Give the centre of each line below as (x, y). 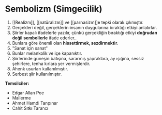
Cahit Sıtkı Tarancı (30, 108)
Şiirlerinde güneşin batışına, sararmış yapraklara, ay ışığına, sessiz (78, 58)
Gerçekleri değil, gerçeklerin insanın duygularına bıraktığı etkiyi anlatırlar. (84, 27)
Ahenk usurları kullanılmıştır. (40, 68)
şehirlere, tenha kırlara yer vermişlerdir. (51, 64)
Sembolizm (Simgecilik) (54, 9)
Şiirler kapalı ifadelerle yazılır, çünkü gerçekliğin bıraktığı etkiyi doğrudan (85, 33)
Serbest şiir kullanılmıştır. (37, 74)
